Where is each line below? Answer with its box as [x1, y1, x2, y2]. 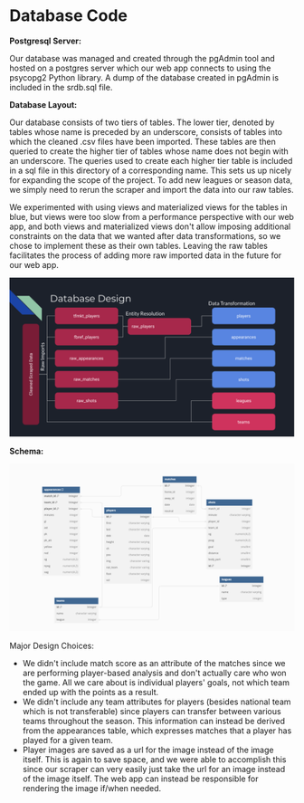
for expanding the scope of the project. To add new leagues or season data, [9, 174, 293, 186]
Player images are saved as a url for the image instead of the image [22, 744, 274, 755]
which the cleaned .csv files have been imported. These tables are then [9, 136, 276, 147]
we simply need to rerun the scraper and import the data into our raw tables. [9, 184, 294, 195]
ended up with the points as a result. [22, 686, 159, 697]
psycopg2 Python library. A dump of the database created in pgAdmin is [9, 72, 279, 82]
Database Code [9, 5, 128, 26]
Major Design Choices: [9, 640, 95, 651]
